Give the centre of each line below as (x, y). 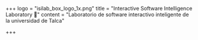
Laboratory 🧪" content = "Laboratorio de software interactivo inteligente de (97, 14)
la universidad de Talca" (35, 21)
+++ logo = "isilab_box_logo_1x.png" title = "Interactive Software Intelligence (99, 8)
